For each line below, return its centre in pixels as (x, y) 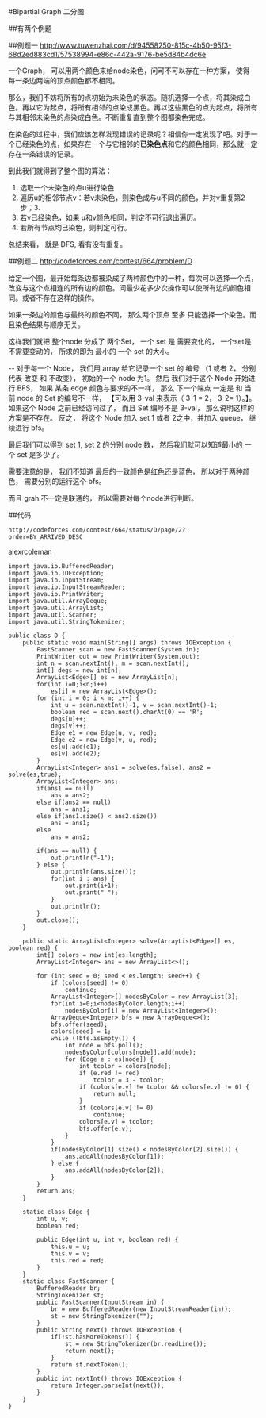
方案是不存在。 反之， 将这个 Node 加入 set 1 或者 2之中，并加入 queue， (128, 418)
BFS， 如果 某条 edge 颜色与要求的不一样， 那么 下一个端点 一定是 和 (130, 388)
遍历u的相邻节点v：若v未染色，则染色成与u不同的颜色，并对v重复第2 (132, 198)
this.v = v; (70, 1254)
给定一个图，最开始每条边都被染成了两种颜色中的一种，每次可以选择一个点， (133, 278)
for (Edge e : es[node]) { (109, 1059)
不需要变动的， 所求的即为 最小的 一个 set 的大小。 (91, 351)
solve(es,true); (35, 774)
